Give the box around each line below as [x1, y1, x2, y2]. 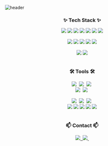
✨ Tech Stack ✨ [63, 17, 101, 23]
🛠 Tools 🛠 [69, 68, 95, 75]
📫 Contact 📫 [65, 122, 99, 129]
